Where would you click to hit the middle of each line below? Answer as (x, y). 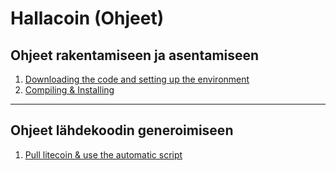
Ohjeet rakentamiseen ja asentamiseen (135, 55)
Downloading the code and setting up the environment (137, 79)
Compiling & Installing (69, 90)
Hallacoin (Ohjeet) (87, 18)
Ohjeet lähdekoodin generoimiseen (122, 130)
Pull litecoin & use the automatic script (103, 154)
